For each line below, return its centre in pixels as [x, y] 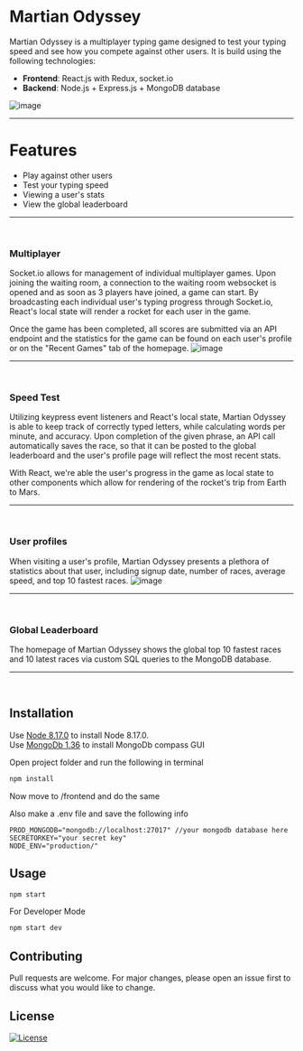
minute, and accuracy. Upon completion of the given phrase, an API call [142, 436]
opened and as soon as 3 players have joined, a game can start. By [134, 293]
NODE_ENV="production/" [54, 846]
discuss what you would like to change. [83, 988]
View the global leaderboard [75, 204]
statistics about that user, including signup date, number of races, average [147, 571]
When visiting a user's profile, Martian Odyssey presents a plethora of [139, 561]
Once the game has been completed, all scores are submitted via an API [143, 329]
